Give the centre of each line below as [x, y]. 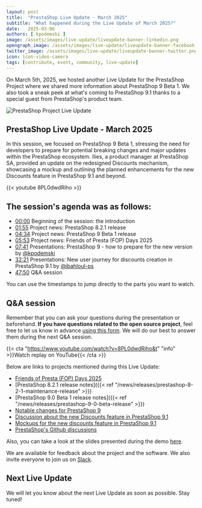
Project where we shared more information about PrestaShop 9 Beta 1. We [98, 86]
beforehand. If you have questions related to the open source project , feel [99, 324]
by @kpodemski [35, 253]
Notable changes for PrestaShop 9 [58, 410]
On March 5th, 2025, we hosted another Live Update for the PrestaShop [95, 80]
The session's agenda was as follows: [79, 207]
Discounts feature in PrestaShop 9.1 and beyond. [66, 176]
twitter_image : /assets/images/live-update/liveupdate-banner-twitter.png [102, 51]
